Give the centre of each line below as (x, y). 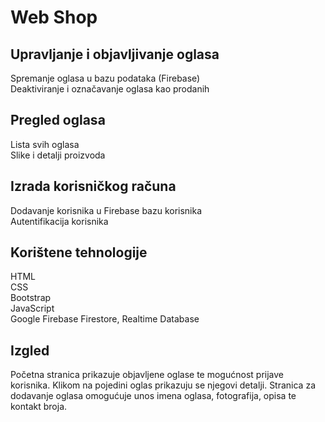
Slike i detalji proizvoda (58, 155)
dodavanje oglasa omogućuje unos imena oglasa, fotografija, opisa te (153, 396)
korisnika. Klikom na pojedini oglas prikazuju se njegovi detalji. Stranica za (163, 385)
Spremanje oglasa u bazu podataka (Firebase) (105, 78)
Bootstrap (31, 298)
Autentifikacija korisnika (59, 221)
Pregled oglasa (58, 120)
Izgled (30, 350)
